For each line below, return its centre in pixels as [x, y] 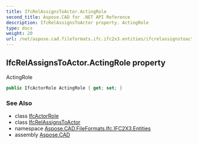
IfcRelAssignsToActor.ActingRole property [86, 63]
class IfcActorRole [37, 116]
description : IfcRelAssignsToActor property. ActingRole [77, 22]
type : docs [19, 28]
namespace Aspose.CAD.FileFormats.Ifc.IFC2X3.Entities [83, 128]
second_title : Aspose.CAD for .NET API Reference [68, 17]
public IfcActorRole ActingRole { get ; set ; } [64, 88]
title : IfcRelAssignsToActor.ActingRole [57, 12]
